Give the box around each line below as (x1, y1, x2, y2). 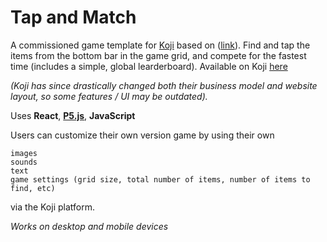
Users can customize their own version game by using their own (10, 129, 275, 141)
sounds (10, 157, 38, 167)
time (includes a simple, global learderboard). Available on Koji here (10, 60, 288, 72)
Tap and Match (10, 6, 137, 29)
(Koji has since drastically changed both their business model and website (10, 79, 318, 91)
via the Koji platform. (10, 201, 95, 213)
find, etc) (10, 183, 56, 193)
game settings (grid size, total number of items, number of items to (10, 174, 311, 185)
